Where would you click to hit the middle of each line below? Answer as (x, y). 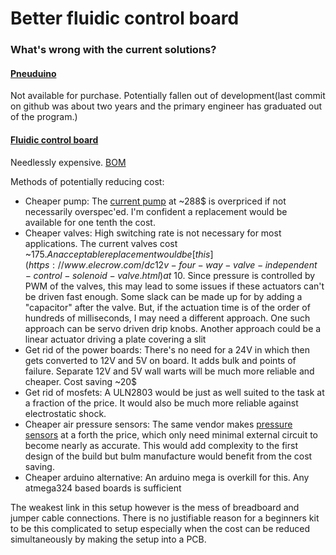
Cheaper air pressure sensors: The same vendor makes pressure (158, 424)
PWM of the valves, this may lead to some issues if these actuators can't (174, 286)
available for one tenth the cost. (90, 222)
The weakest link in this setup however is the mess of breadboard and (155, 507)
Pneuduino (33, 73)
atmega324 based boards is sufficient (103, 488)
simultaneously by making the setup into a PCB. (108, 539)
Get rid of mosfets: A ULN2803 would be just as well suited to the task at (174, 392)
